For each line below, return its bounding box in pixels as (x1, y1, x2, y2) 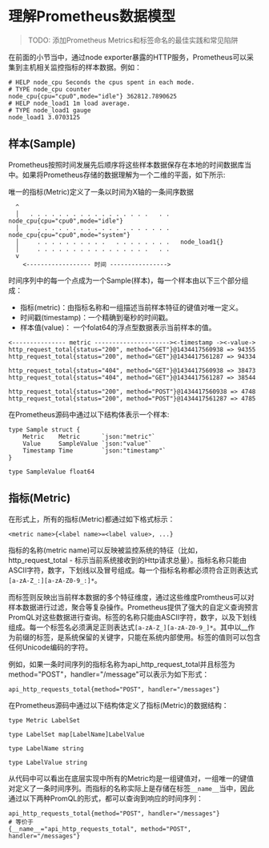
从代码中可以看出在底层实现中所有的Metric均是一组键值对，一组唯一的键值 (8, 774, 255, 783)
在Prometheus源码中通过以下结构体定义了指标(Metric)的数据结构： (8, 700, 229, 709)
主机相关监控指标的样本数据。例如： (22, 62, 142, 72)
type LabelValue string (8, 758, 88, 766)
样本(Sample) (8, 137, 76, 151)
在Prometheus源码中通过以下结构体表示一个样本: (8, 409, 170, 419)
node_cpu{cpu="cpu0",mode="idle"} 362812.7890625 (8, 92, 178, 100)
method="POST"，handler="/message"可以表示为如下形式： (8, 669, 210, 679)
